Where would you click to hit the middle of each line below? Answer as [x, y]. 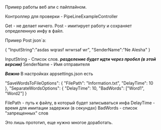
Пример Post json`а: [26, 40]
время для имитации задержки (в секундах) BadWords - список [71, 108]
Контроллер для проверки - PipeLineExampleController [61, 16]
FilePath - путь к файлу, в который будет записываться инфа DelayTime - [80, 103]
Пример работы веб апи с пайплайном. [46, 7]
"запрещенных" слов [27, 113]
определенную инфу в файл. [34, 31]
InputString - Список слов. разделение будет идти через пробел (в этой [80, 59]
